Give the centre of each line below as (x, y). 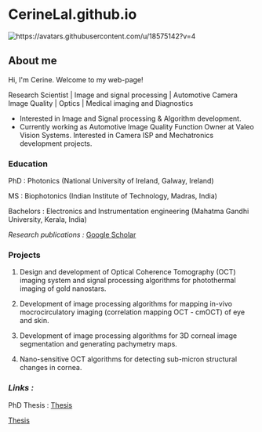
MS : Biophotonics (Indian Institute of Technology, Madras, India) (113, 196)
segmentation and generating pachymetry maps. (98, 344)
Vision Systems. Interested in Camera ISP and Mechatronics (116, 135)
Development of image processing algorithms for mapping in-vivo (126, 304)
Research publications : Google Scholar (72, 235)
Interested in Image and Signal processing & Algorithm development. (130, 118)
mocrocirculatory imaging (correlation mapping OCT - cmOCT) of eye (132, 312)
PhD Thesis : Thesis (40, 405)
